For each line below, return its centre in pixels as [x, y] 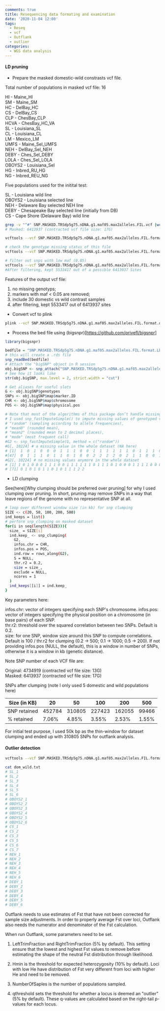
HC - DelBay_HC [22, 107]
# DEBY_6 [14, 905]
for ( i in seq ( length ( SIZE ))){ [36, 526]
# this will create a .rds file [38, 355]
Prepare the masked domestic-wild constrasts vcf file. [67, 78]
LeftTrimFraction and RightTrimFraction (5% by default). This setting [81, 944]
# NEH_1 [13, 855]
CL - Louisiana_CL [24, 133]
